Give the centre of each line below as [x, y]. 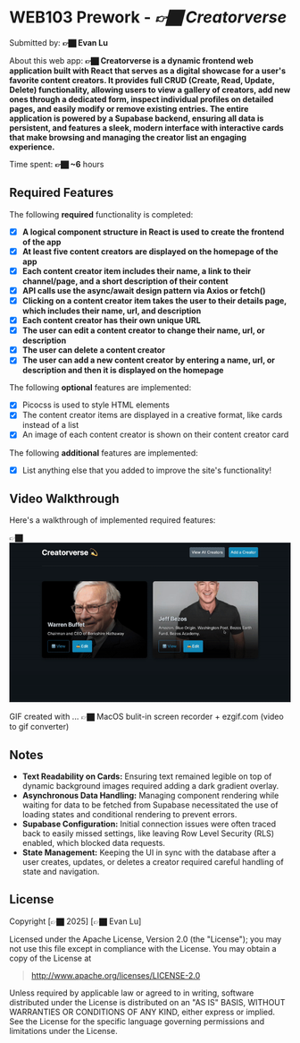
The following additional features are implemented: [104, 453]
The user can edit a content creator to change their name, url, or [143, 330]
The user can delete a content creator [93, 350]
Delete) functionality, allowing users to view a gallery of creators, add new [150, 90]
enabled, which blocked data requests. [93, 842]
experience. [32, 147]
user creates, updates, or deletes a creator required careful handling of [153, 861]
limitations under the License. [63, 1030]
